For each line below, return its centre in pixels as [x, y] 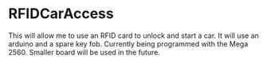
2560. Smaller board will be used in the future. [84, 52]
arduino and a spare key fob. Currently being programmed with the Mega [128, 43]
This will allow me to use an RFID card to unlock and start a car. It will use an [133, 35]
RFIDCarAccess [61, 14]
